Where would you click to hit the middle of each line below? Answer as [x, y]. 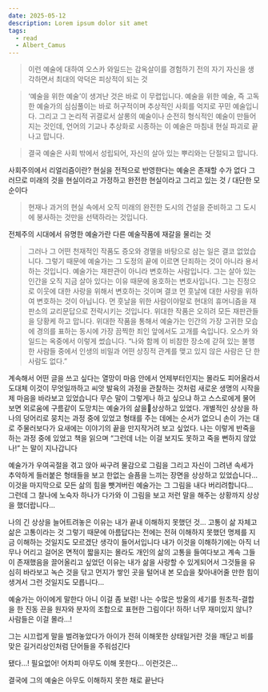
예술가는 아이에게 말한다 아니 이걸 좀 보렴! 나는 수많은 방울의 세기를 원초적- [125, 599]
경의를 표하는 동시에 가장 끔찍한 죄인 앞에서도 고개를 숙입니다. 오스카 [143, 331]
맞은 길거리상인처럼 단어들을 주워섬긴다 [69, 646]
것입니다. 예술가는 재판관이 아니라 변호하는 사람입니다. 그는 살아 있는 [150, 271]
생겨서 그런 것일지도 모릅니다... [56, 582]
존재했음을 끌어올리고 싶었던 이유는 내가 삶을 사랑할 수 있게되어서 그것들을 [132, 562]
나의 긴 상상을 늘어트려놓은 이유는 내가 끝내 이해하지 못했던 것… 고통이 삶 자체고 [133, 522]
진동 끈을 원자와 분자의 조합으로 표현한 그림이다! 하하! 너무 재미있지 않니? [139, 610]
